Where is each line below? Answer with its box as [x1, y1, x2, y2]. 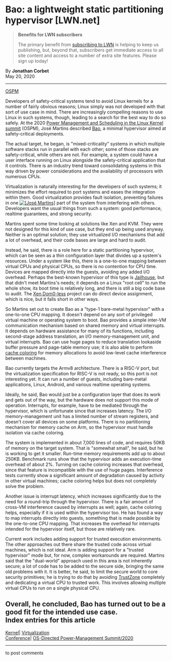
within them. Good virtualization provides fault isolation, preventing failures [5, 194, 163, 200]
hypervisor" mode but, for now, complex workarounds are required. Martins [5, 552, 165, 558]
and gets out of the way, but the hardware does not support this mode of [5, 396, 159, 403]
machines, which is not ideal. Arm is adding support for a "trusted [5, 546, 144, 553]
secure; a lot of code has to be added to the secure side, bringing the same [5, 563, 164, 569]
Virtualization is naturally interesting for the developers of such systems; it [5, 183, 162, 190]
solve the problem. [5, 483, 45, 489]
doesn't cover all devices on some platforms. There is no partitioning [5, 419, 150, 425]
